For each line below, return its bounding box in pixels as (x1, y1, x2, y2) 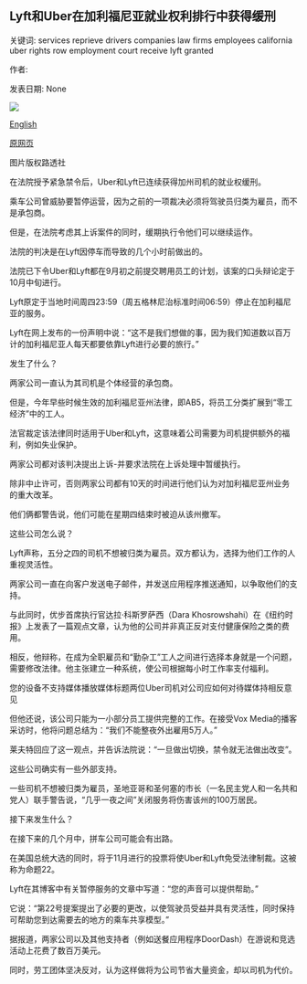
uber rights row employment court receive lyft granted (9, 45, 214, 56)
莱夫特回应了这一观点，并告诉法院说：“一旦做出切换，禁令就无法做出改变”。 (9, 744, 297, 755)
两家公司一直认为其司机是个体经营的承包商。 (9, 377, 178, 388)
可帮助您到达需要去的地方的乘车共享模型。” (9, 914, 170, 925)
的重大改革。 (9, 489, 58, 500)
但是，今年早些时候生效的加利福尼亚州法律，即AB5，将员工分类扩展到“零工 (9, 397, 293, 407)
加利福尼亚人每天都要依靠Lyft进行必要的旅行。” (25, 338, 199, 349)
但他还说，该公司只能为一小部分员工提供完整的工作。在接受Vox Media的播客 (9, 713, 298, 724)
